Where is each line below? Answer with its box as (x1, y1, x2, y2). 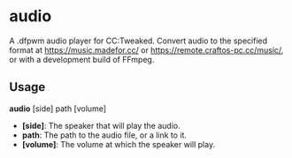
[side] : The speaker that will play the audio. (21, 120, 181, 131)
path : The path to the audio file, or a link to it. (21, 130, 188, 140)
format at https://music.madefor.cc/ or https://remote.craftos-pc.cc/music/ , (9, 44, 284, 55)
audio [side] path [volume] (9, 103, 107, 114)
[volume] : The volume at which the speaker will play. (21, 139, 215, 149)
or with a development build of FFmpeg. (9, 54, 155, 64)
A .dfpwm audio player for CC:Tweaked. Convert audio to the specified (9, 35, 268, 46)
